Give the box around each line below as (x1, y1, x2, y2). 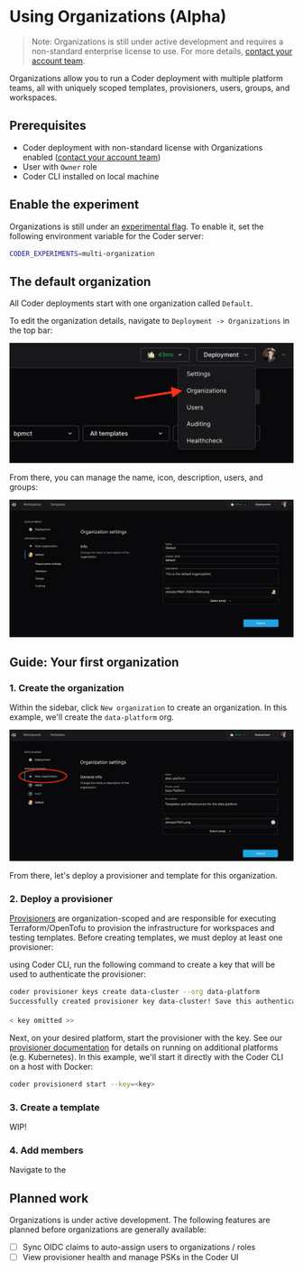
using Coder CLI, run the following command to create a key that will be (9, 959, 276, 971)
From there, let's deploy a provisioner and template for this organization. (9, 870, 278, 880)
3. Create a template (9, 1101, 100, 1113)
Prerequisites (9, 118, 87, 134)
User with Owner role (22, 161, 97, 172)
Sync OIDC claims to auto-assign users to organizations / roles (22, 1242, 256, 1253)
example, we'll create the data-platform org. (9, 712, 174, 723)
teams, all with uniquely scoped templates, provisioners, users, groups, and (9, 82, 290, 93)
